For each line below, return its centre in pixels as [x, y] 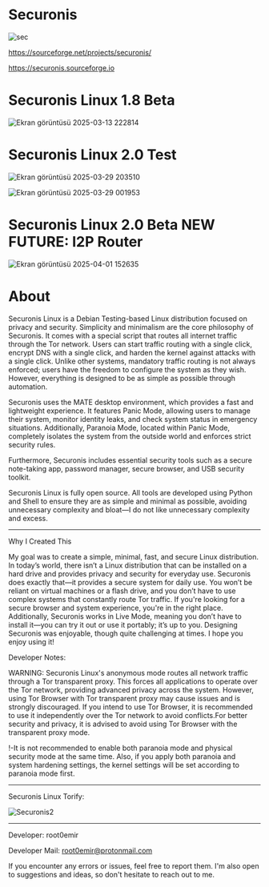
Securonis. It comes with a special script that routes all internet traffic [123, 335]
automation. [28, 387]
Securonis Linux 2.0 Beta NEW [112, 225]
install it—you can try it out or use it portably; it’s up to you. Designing [123, 624]
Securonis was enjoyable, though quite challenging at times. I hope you [126, 633]
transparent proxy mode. [49, 732]
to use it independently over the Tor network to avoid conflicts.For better [128, 715]
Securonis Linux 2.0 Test [93, 155]
